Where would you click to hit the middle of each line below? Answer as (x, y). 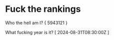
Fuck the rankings (43, 9)
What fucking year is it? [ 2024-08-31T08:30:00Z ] (57, 32)
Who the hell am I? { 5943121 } (36, 23)
